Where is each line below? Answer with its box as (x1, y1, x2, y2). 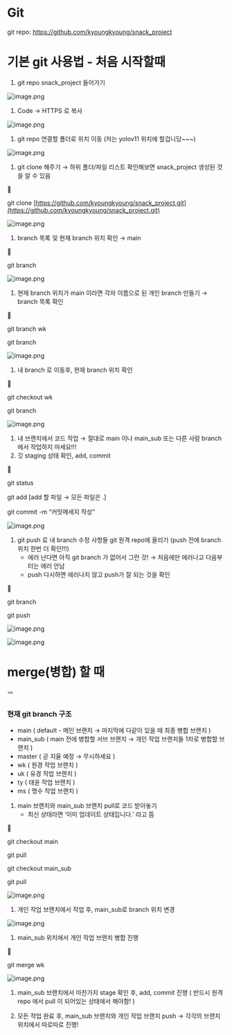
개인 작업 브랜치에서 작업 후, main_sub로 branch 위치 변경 (17, 906, 175, 914)
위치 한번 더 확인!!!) (17, 544, 69, 552)
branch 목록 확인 (17, 297, 64, 305)
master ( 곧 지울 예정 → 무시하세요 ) (17, 753, 116, 761)
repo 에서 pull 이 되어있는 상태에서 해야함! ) (17, 997, 135, 1005)
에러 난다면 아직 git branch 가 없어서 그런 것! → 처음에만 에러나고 (27, 552, 204, 561)
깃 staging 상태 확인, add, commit (17, 451, 111, 460)
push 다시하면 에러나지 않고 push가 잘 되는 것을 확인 (27, 570, 170, 579)
